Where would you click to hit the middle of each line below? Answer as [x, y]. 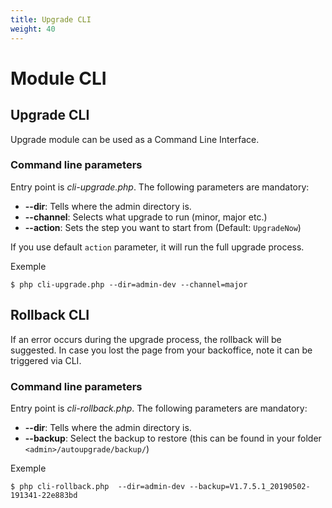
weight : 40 [33, 29]
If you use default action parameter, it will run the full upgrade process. [157, 247]
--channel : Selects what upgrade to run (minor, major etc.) [146, 217]
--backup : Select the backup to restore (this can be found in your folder [173, 438]
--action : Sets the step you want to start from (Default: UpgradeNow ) [163, 227]
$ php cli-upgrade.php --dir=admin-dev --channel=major [129, 284]
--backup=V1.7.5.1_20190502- [250, 486]
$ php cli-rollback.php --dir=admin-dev [98, 486]
